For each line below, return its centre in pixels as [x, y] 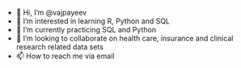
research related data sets [59, 47]
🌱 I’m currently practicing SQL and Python [86, 30]
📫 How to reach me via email [65, 56]
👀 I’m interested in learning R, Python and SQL [93, 21]
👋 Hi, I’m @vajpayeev [51, 13]
